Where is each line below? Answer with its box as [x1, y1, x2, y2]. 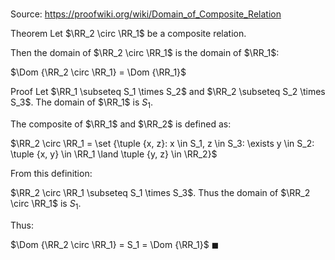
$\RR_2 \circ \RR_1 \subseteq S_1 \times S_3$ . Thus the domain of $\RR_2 [10, 186, 311, 198]
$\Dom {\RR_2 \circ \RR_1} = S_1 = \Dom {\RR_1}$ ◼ [10, 238, 220, 250]
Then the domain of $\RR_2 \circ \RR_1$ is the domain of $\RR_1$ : [10, 47, 280, 59]
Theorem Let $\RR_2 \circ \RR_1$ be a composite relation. [10, 28, 247, 40]
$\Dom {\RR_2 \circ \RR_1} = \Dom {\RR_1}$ [10, 66, 187, 78]
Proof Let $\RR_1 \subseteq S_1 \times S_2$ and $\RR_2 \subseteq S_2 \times [10, 86, 326, 98]
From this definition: [10, 167, 93, 179]
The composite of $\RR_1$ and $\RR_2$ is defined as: [10, 118, 232, 130]
